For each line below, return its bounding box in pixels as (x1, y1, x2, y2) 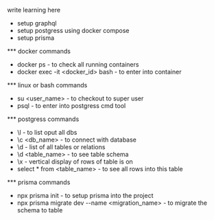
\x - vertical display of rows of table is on (16, 157, 134, 166)
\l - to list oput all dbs (16, 129, 78, 136)
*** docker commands (7, 47, 71, 55)
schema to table (16, 206, 63, 214)
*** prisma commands (7, 178, 71, 186)
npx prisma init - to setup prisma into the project (16, 192, 154, 199)
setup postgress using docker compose (16, 27, 130, 34)
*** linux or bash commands (7, 81, 88, 89)
